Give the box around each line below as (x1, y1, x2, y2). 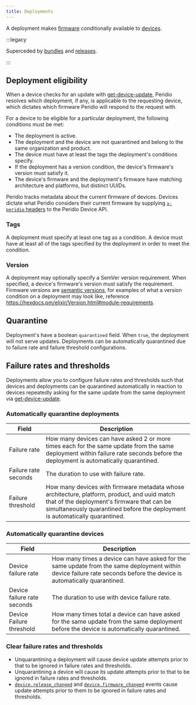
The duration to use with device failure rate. (51, 593, 171, 601)
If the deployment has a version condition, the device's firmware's (14, 163, 174, 170)
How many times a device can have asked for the (51, 555, 187, 563)
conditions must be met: (6, 121, 64, 128)
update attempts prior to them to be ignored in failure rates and (14, 687, 166, 694)
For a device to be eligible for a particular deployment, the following (6, 115, 169, 122)
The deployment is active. (14, 132, 77, 139)
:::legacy (6, 36, 27, 43)
